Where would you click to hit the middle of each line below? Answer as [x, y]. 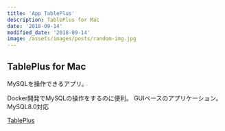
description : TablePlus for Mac [53, 20]
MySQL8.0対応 [28, 106]
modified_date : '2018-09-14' [49, 32]
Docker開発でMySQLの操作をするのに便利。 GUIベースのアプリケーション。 [115, 98]
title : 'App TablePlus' [41, 13]
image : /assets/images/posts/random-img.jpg [72, 39]
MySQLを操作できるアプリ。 [47, 83]
